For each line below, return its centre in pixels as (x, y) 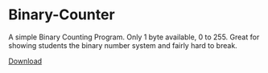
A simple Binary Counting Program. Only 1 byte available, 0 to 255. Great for (134, 37)
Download (25, 61)
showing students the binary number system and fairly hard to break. (123, 45)
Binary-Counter (62, 15)
